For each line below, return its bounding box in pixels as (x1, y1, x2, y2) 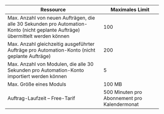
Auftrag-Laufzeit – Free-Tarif (7, 95, 76, 101)
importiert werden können (7, 73, 67, 79)
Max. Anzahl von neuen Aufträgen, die (7, 15, 95, 21)
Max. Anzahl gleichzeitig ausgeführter (7, 41, 95, 47)
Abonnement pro (103, 95, 143, 101)
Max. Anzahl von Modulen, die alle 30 (7, 61, 94, 67)
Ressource (41, 6, 66, 13)
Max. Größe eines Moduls (7, 81, 66, 87)
